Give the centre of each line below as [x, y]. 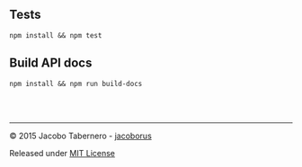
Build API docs [51, 63]
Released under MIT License [62, 153]
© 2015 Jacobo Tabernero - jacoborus [81, 136]
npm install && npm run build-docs [76, 83]
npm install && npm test [56, 35]
